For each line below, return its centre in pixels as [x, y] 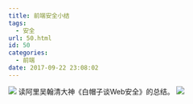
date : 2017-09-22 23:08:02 [53, 68]
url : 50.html [30, 38]
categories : [28, 53]
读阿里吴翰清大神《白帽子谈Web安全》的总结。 [96, 91]
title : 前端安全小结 [39, 16]
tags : [17, 23]
